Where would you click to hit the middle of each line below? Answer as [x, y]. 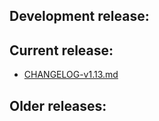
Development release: [79, 16]
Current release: [61, 50]
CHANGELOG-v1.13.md [71, 75]
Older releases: [58, 105]
